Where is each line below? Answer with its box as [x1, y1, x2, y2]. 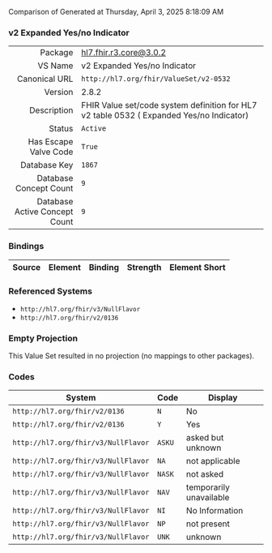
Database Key [19, 160, 74, 171]
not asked [185, 469, 224, 480]
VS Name [37, 60, 74, 71]
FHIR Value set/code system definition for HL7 [80, 100, 257, 111]
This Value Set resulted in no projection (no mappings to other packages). [8, 351, 255, 361]
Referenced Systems [8, 285, 93, 297]
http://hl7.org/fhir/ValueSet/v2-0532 [80, 75, 231, 84]
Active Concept [14, 206, 74, 217]
